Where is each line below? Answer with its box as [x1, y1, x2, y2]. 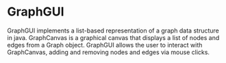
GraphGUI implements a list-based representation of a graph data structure [7, 26, 219, 35]
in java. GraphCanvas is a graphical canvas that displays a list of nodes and [7, 33, 220, 41]
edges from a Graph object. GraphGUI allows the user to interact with [7, 41, 203, 49]
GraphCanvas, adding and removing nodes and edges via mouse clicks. [7, 48, 210, 56]
